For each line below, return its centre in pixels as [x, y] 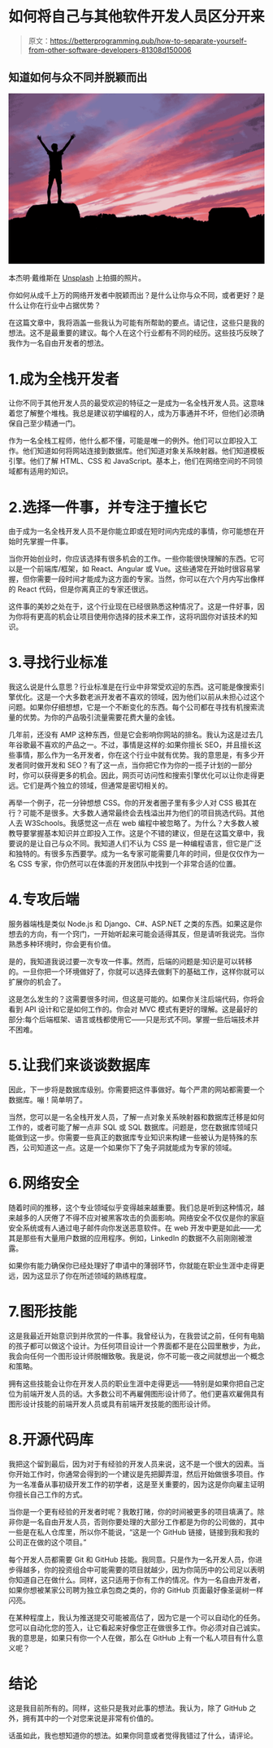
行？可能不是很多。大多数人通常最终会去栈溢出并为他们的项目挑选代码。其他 [136, 813]
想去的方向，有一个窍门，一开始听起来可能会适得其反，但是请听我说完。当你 [136, 934]
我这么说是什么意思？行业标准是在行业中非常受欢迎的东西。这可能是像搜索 [133, 687]
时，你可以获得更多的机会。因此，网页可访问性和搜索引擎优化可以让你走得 [133, 776]
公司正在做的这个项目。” [48, 1542]
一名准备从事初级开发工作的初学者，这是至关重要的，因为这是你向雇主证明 [140, 1484]
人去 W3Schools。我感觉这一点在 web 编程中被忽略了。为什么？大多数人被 [134, 824]
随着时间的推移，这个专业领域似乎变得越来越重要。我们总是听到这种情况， [133, 1208]
